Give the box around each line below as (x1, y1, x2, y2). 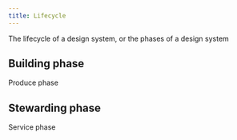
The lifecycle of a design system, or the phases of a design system (8, 34, 230, 43)
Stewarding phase (8, 101, 102, 114)
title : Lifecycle (8, 11, 66, 20)
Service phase (8, 122, 56, 132)
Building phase (8, 57, 85, 70)
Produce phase (8, 78, 58, 88)
